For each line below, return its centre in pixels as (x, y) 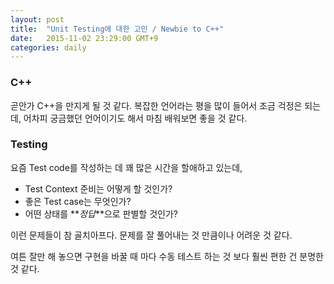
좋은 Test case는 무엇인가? (78, 201)
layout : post (37, 19)
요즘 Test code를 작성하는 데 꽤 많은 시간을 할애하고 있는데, (126, 167)
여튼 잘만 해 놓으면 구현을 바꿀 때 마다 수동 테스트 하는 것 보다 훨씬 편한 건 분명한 (167, 256)
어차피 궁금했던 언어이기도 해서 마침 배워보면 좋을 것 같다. (135, 118)
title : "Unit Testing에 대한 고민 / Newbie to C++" (117, 29)
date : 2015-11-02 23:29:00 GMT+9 (84, 38)
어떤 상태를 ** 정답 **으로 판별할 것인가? (101, 213)
